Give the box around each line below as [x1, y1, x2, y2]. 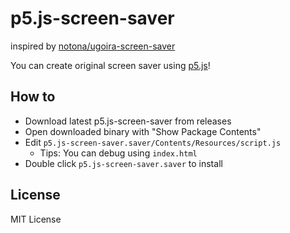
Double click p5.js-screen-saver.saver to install [24, 157, 223, 169]
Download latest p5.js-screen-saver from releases [24, 115, 232, 127]
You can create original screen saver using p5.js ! [10, 59, 211, 71]
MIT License [10, 213, 62, 225]
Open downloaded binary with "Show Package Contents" [24, 125, 262, 137]
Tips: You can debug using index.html [39, 147, 198, 159]
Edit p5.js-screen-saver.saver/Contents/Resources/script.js [24, 136, 282, 148]
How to [10, 88, 56, 106]
